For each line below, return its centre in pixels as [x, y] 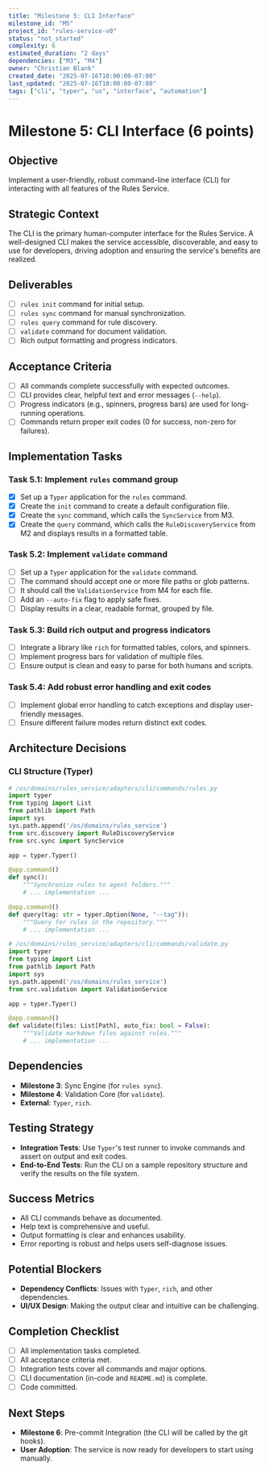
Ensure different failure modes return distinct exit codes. [114, 722]
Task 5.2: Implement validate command [88, 554]
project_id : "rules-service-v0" [62, 31]
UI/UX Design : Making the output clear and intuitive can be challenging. [139, 1306]
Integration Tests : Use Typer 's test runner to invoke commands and [132, 1147]
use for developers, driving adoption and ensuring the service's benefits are [134, 250]
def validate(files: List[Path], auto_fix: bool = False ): [110, 1026]
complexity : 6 [32, 46]
